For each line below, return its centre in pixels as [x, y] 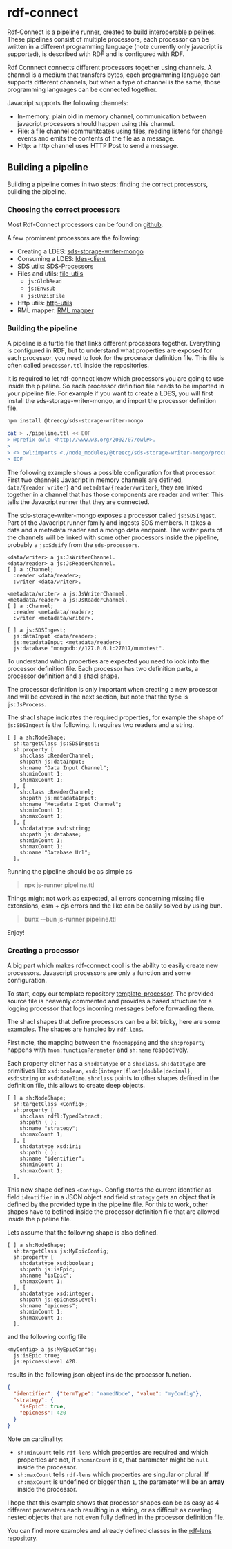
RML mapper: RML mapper [56, 310]
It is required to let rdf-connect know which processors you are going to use [116, 379]
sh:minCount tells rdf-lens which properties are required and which [113, 1453]
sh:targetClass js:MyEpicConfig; [61, 1251]
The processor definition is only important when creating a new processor [113, 689]
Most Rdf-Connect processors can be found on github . [85, 225]
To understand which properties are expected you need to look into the [108, 661]
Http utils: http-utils [45, 303]
